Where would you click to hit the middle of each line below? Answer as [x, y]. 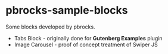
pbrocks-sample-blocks [67, 10]
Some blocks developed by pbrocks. [51, 27]
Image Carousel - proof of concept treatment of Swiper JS [86, 45]
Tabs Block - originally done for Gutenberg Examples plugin [88, 38]
